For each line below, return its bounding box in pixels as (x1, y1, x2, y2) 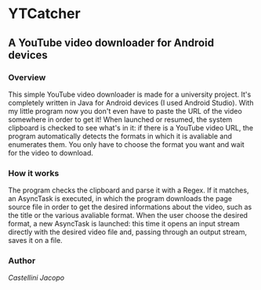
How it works (8, 167, 60, 178)
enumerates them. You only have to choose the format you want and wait (8, 139, 245, 149)
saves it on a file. (8, 236, 63, 245)
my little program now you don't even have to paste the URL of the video (8, 106, 243, 116)
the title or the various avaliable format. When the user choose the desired (8, 211, 248, 220)
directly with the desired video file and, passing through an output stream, (8, 227, 247, 237)
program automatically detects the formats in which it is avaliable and (8, 131, 233, 141)
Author (8, 255, 36, 266)
